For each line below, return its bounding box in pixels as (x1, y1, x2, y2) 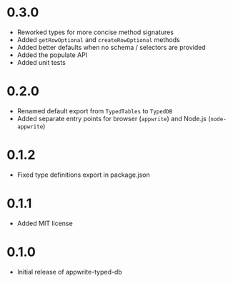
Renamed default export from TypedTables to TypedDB (16, 106, 173, 115)
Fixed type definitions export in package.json (16, 170, 151, 179)
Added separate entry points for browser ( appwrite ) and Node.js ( (16, 114, 211, 123)
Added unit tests (16, 58, 66, 66)
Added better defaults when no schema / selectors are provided (16, 43, 207, 51)
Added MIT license (16, 219, 73, 227)
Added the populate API (16, 51, 88, 59)
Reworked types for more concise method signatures (16, 28, 174, 36)
